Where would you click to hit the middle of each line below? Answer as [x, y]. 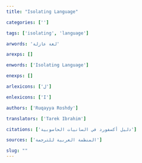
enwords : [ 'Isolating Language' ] [48, 65]
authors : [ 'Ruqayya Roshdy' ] [42, 108]
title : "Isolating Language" [42, 12]
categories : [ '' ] [28, 22]
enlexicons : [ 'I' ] [29, 97]
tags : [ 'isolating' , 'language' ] [48, 33]
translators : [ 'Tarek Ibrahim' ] [46, 119]
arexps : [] [20, 55]
